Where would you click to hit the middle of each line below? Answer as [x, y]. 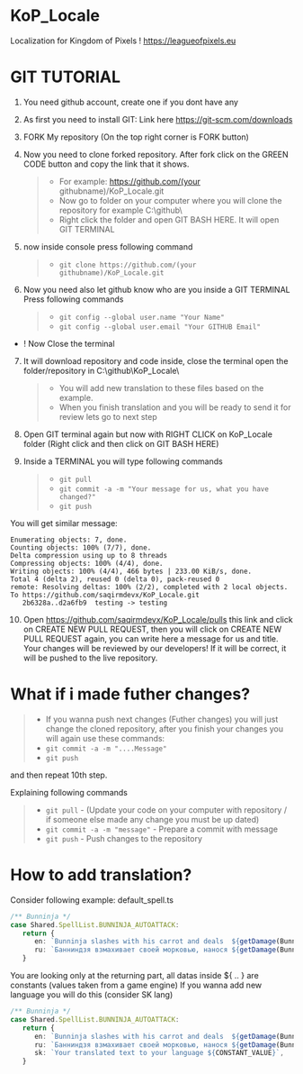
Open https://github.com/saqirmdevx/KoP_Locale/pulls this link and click [158, 619]
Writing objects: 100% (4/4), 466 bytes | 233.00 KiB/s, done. [131, 571]
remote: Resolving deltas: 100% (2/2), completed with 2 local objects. [149, 587]
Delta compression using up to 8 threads [89, 555]
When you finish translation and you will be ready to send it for [175, 407]
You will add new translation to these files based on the [161, 387]
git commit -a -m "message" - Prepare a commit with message [161, 829]
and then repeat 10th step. [59, 775]
